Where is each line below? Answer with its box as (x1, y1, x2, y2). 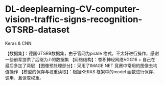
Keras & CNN (5, 40, 32, 46)
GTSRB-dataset (5, 24, 70, 35)
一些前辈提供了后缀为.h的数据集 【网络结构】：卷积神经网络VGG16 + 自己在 (5, 56, 156, 62)
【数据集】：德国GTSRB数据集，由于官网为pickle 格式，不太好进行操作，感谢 (5, 50, 159, 56)
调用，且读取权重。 (5, 75, 44, 81)
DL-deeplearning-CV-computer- (5, 3, 140, 15)
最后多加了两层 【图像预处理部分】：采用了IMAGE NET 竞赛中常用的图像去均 (5, 63, 158, 68)
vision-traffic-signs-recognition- (5, 14, 142, 25)
